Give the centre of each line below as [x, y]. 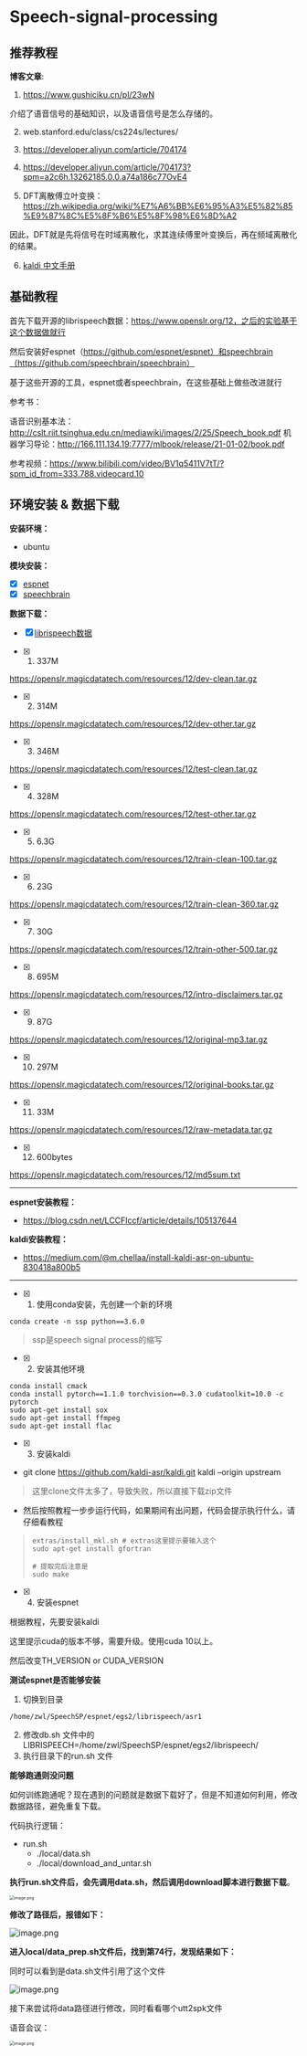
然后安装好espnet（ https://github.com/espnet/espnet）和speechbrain [142, 351]
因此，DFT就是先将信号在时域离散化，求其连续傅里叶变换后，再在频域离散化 [153, 234]
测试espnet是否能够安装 [55, 1680]
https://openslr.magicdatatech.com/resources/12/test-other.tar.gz [133, 814]
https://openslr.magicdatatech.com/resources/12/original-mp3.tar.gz [138, 1039]
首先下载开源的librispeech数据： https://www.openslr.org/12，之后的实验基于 [153, 321]
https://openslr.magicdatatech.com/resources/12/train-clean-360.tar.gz [144, 904]
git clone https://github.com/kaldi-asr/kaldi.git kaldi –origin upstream [152, 1471]
